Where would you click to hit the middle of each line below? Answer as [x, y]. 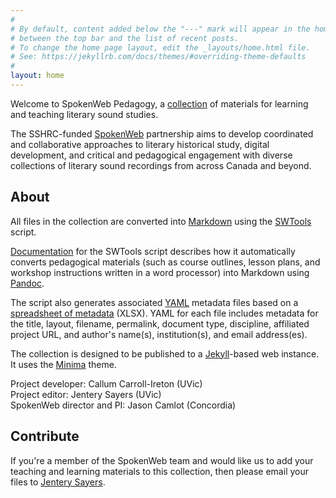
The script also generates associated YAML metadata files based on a [154, 302]
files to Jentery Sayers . [58, 482]
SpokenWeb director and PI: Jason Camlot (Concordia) [123, 405]
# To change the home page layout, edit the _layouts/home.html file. [160, 47]
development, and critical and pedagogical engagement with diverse [151, 155]
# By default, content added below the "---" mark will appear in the [160, 29]
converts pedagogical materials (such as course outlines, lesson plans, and [165, 262]
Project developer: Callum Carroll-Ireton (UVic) [106, 383]
